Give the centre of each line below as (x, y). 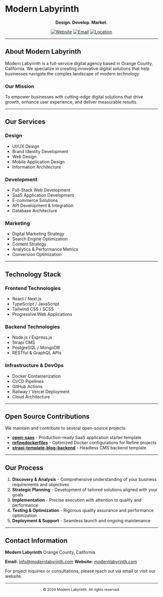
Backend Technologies (33, 326)
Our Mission (20, 86)
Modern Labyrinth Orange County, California (50, 552)
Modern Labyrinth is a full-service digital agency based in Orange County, (79, 63)
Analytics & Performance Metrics (45, 249)
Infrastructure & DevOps (34, 365)
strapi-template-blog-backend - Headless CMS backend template (79, 448)
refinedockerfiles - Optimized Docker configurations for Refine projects (84, 443)
